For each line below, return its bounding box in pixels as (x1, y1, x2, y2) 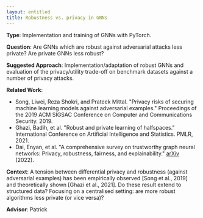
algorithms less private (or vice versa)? (6, 194, 104, 201)
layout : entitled (6, 9, 51, 15)
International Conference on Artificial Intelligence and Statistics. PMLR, (15, 130, 193, 138)
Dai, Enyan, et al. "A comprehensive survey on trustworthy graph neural (15, 143, 195, 150)
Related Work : (6, 86, 43, 93)
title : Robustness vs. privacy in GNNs (6, 15, 108, 21)
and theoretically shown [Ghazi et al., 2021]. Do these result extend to (6, 181, 182, 188)
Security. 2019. (15, 117, 53, 125)
